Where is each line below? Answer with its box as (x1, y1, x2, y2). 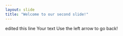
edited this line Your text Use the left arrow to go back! (5, 25, 118, 31)
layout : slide (5, 7, 35, 12)
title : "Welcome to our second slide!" (5, 12, 89, 17)
